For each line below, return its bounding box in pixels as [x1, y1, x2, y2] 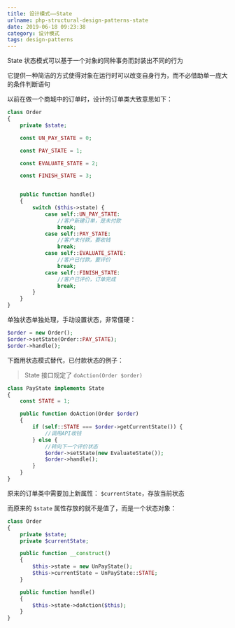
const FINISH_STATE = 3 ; [20, 172, 92, 179]
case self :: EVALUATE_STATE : [44, 250, 127, 257]
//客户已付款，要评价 [57, 256, 111, 263]
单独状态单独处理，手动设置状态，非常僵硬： [7, 316, 136, 323]
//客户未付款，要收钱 [57, 237, 111, 244]
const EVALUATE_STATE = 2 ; [20, 160, 99, 167]
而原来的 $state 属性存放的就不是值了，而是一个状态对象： [7, 503, 177, 512]
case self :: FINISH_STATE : [44, 269, 120, 277]
